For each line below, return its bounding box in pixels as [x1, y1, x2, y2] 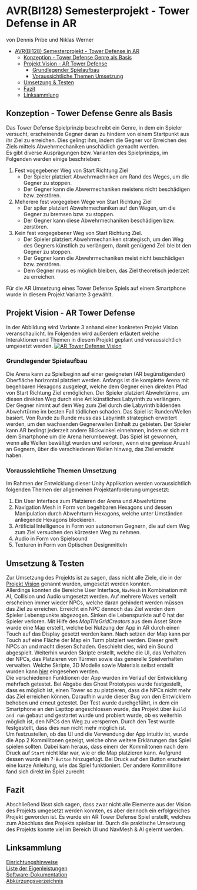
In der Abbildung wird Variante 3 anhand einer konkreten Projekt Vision [6, 323, 178, 330]
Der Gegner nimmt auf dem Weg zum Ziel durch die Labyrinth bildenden [6, 402, 181, 409]
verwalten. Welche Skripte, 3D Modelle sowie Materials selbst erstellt [6, 661, 174, 669]
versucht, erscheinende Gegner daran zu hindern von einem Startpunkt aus [6, 130, 189, 137]
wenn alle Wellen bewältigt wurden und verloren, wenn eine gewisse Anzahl [6, 439, 190, 446]
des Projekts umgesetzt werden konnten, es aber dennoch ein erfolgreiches [6, 807, 190, 814]
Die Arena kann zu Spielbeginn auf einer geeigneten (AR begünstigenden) [6, 370, 185, 378]
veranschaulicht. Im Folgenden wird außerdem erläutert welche [6, 330, 160, 337]
